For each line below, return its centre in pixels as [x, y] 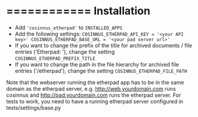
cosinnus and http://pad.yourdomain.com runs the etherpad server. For [94, 95]
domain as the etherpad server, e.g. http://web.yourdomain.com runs [91, 88]
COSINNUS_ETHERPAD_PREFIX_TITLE [55, 59]
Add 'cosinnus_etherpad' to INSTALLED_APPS [69, 27]
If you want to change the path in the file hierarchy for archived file [97, 64]
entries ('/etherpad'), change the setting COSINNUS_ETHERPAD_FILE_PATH [101, 70]
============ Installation [78, 11]
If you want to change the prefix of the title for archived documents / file [103, 45]
